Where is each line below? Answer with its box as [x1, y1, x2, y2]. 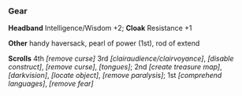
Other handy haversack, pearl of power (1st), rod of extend [8, 39, 200, 48]
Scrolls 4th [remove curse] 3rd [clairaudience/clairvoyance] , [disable [8, 54, 234, 64]
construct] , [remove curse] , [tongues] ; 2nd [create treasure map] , [8, 62, 222, 72]
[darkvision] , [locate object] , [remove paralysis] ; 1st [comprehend [8, 71, 222, 80]
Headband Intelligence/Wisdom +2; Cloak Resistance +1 [8, 24, 192, 33]
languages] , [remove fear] [8, 79, 94, 88]
